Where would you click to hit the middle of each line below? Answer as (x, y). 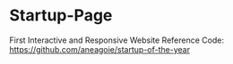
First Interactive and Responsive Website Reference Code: (116, 40)
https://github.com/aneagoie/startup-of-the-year (100, 49)
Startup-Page (61, 16)
